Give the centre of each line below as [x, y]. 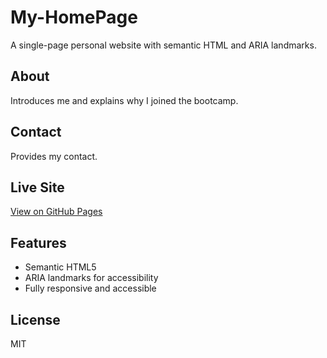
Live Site [37, 187]
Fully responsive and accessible [90, 288]
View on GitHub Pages [56, 212]
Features [38, 242]
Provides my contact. [54, 156]
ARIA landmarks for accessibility [91, 278]
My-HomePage [74, 17]
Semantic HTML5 [60, 267]
